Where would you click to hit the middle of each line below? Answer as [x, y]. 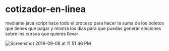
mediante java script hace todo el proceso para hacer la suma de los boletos [84, 23]
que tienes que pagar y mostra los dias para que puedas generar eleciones [83, 28]
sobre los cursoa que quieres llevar [42, 33]
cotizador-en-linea [46, 9]
